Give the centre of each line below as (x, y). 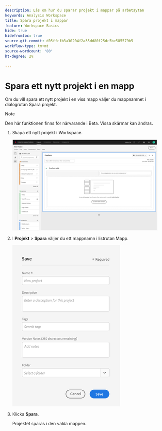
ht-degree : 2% (19, 56)
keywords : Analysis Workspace (36, 15)
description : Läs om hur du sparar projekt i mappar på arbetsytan (75, 10)
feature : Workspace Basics (32, 26)
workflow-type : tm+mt (27, 46)
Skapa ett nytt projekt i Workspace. (47, 133)
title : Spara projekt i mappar (37, 20)
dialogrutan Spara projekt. (31, 105)
